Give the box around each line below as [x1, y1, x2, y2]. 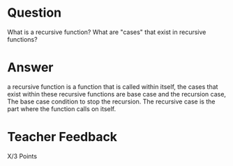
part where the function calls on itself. [7, 104, 116, 113]
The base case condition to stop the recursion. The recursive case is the [7, 97, 216, 106]
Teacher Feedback [7, 129, 117, 145]
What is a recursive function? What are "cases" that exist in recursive [7, 28, 206, 36]
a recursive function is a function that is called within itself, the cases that [7, 82, 218, 91]
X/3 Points [7, 151, 37, 160]
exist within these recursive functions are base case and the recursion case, [7, 90, 227, 98]
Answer [7, 60, 54, 76]
